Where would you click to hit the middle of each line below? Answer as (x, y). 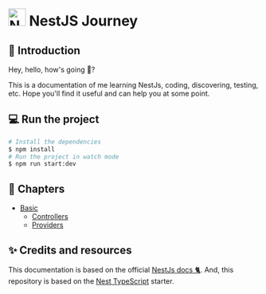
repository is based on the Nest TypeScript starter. (91, 281)
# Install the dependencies (55, 142)
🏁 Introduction (45, 51)
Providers (47, 225)
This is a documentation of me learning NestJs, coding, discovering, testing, (133, 85)
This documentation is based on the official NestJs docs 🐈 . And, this (121, 269)
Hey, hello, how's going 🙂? (52, 69)
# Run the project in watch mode (64, 157)
